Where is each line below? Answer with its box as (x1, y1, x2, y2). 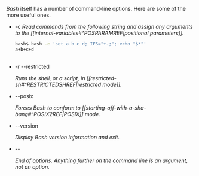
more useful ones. (6, 11, 51, 19)
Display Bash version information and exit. (14, 133, 120, 141)
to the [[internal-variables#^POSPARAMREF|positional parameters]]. (14, 29, 184, 37)
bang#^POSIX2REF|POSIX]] (14, 110, 84, 117)
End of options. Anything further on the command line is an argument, (14, 157, 188, 164)
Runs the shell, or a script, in (14, 74, 85, 81)
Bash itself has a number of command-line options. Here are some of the (6, 5, 186, 12)
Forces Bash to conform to (14, 104, 81, 111)
